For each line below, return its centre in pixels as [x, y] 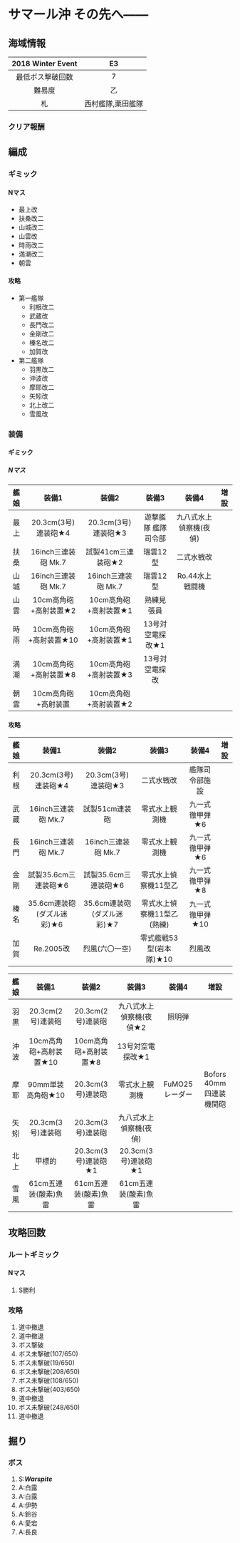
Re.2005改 [52, 949]
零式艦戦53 [159, 938]
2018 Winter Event [45, 63]
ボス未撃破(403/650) [49, 1390]
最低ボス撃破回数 [45, 77]
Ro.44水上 [194, 576]
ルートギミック [34, 1254]
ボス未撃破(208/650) [49, 1372]
